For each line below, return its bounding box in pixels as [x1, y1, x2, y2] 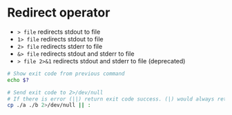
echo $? [7, 76, 30, 83]
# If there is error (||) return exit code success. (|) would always [7, 95, 215, 103]
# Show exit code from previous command [7, 70, 126, 77]
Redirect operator [7, 5, 110, 21]
